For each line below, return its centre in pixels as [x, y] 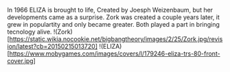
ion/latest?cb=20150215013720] [53, 46]
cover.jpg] [21, 61]
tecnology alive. [30, 32]
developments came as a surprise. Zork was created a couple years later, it [113, 17]
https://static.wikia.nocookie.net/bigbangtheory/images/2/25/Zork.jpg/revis [116, 39]
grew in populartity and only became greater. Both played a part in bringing [113, 24]
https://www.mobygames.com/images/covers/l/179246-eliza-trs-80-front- [115, 53]
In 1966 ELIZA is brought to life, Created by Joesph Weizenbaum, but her [110, 10]
